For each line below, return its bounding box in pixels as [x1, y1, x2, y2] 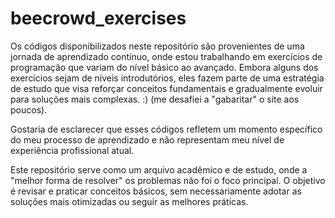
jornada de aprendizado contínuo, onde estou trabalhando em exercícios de [10, 50, 323, 62]
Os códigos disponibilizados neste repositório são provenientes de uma [10, 40, 305, 52]
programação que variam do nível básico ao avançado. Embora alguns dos [10, 61, 319, 73]
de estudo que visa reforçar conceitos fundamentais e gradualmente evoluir [10, 82, 323, 94]
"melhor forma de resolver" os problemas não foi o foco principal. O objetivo [10, 174, 326, 186]
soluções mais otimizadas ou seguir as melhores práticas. [10, 195, 249, 207]
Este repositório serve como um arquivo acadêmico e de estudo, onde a [10, 163, 308, 176]
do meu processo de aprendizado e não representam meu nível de [10, 133, 285, 146]
